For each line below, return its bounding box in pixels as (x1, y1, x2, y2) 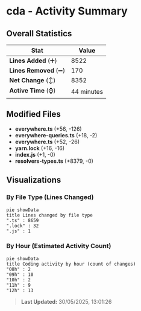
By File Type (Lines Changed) (6, 193, 94, 201)
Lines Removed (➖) (9, 67, 65, 74)
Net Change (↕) (9, 76, 56, 84)
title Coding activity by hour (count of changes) (6, 261, 136, 267)
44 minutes (70, 87, 104, 96)
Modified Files (6, 109, 61, 119)
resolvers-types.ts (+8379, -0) (14, 157, 93, 165)
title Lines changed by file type (6, 212, 93, 218)
